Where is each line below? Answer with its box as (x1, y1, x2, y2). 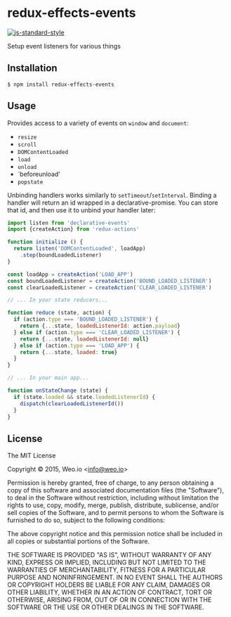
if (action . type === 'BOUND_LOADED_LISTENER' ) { (13, 316, 159, 323)
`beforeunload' (17, 170, 61, 178)
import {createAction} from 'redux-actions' (7, 226, 140, 233)
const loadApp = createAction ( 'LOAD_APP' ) (7, 271, 133, 278)
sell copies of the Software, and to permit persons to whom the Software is (7, 509, 225, 517)
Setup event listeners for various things (7, 42, 121, 50)
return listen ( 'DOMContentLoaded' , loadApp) (13, 245, 146, 253)
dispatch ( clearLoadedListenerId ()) (20, 400, 124, 407)
